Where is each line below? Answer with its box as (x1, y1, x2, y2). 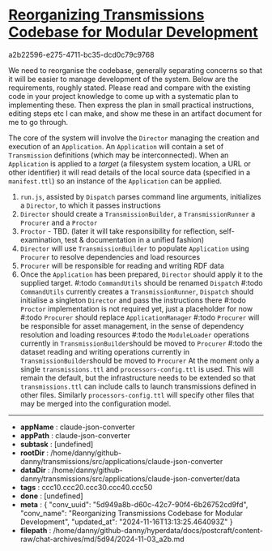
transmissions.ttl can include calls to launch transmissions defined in (19, 381, 257, 391)
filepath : (19, 525, 52, 535)
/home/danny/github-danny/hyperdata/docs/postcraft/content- (53, 525, 264, 535)
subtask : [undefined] (19, 439, 94, 449)
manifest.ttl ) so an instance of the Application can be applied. (8, 176, 223, 186)
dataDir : (19, 465, 50, 475)
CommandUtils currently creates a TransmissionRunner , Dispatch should (19, 286, 254, 296)
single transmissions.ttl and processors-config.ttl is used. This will (19, 364, 254, 374)
